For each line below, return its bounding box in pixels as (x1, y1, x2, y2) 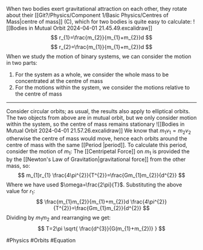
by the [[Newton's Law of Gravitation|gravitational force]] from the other (6, 156, 186, 163)
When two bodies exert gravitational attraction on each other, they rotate (6, 5, 187, 12)
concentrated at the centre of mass (14, 77, 103, 84)
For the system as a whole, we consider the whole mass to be (14, 71, 169, 78)
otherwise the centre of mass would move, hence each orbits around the (6, 134, 187, 142)
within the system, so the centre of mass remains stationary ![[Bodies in (6, 120, 185, 128)
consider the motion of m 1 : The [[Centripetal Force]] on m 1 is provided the (6, 148, 190, 156)
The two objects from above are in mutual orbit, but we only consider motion (6, 114, 197, 121)
